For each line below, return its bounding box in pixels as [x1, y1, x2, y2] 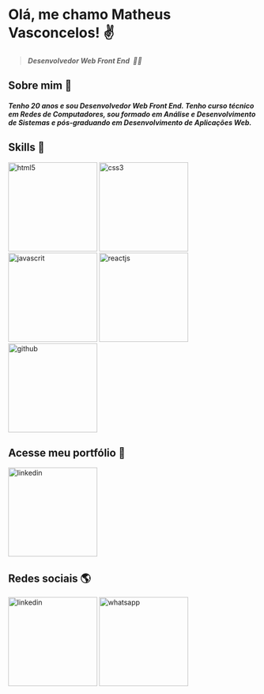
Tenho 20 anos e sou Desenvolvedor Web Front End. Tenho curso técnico [8, 100, 255, 110]
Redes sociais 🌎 [8, 571, 92, 585]
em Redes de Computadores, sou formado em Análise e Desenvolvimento [8, 109, 256, 119]
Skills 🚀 [8, 141, 45, 154]
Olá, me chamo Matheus [8, 6, 172, 24]
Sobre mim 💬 [8, 79, 73, 93]
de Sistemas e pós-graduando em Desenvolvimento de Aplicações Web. [8, 117, 252, 127]
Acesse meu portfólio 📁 [8, 446, 126, 460]
